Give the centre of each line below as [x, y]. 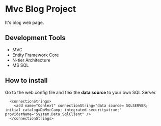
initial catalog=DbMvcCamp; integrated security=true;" [63, 110]
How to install [27, 81]
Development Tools [35, 38]
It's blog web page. [25, 22]
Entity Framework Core [35, 55]
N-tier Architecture [31, 60]
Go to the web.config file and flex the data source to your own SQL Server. [81, 92]
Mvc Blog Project [40, 9]
